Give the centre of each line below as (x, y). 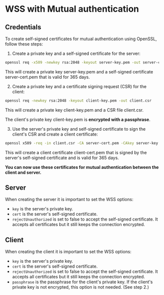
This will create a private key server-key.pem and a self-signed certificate (79, 71)
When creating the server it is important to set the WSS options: (69, 200)
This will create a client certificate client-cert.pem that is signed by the (76, 152)
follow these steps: (24, 44)
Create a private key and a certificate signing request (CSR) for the (79, 86)
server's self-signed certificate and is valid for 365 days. (62, 158)
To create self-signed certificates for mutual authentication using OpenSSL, (81, 39)
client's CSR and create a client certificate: (55, 134)
